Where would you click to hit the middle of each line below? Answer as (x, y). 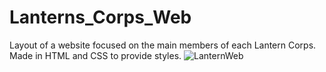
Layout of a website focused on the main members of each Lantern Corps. (163, 45)
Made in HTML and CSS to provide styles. (95, 55)
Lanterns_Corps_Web (100, 17)
